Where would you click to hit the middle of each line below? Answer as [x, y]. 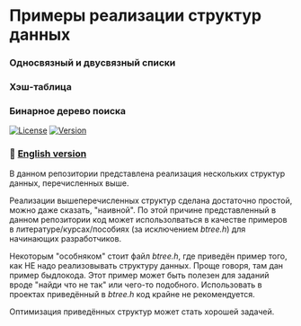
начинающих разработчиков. [66, 238]
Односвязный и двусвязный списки [93, 63]
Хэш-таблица [40, 87]
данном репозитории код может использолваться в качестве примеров [148, 219]
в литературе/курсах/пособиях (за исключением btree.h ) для [128, 229]
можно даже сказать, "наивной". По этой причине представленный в [143, 210]
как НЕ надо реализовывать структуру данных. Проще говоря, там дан [146, 265]
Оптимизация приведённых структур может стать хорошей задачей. [142, 312]
